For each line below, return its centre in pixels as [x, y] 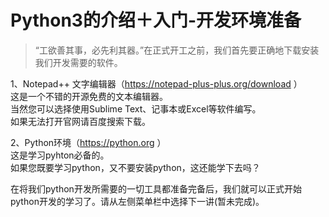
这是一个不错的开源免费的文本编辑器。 [89, 96]
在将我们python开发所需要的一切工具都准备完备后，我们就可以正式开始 [156, 188]
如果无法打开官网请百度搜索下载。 [80, 121]
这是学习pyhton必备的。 [60, 155]
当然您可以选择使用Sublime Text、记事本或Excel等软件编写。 [136, 108]
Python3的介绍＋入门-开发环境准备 [156, 20]
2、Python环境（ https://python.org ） [88, 142]
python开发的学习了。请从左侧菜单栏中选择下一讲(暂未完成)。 [137, 201]
